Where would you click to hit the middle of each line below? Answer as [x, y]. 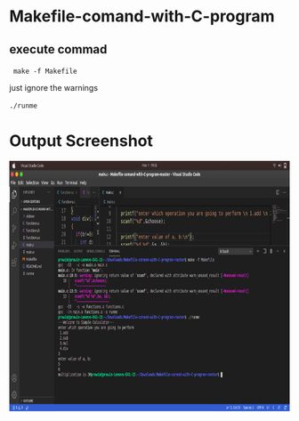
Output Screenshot [81, 141]
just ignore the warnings [54, 88]
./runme [24, 106]
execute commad [58, 49]
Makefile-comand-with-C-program [142, 16]
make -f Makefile [45, 71]
